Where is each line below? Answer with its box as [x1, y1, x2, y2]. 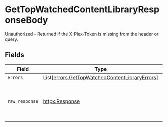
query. [5, 36, 18, 42]
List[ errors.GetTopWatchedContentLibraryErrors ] [43, 74, 159, 81]
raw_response [7, 98, 39, 104]
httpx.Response [43, 98, 80, 105]
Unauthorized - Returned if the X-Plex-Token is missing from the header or [5, 31, 159, 37]
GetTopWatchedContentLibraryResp [5, 4, 160, 15]
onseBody [5, 14, 48, 26]
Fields [5, 51, 25, 59]
